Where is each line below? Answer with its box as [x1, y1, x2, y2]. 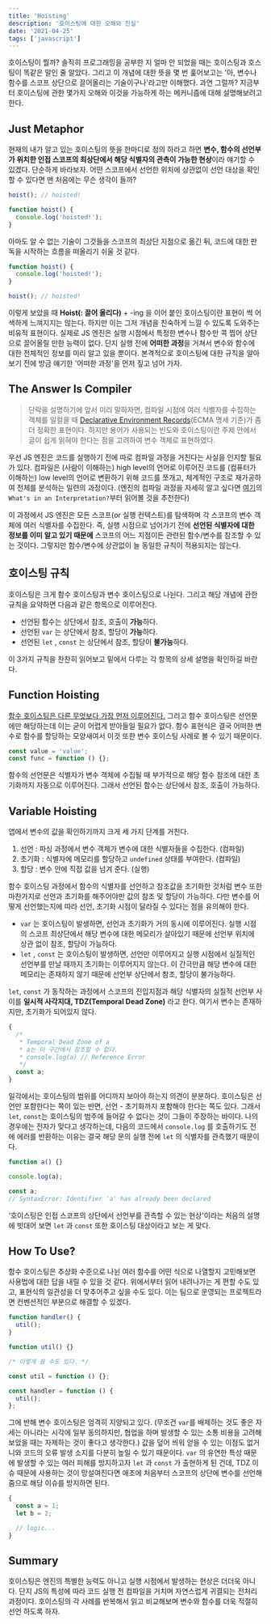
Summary [8, 1554, 59, 1568]
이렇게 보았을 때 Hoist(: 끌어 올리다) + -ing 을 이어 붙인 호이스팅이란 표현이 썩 [8, 308, 253, 318]
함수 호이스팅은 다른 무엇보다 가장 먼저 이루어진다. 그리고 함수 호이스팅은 [8, 710, 236, 720]
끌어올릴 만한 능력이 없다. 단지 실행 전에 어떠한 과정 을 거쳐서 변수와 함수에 [23, 338, 256, 348]
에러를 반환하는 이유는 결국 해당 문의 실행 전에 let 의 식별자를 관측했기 [16, 1132, 239, 1142]
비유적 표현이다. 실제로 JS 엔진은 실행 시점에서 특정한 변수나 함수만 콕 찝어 [8, 329, 243, 338]
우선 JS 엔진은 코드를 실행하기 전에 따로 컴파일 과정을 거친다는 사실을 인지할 [8, 452, 248, 462]
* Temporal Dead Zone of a [19, 1037, 110, 1046]
